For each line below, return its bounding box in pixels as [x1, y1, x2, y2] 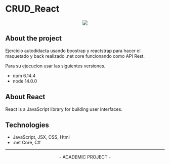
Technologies [5, 120, 50, 129]
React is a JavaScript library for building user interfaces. [5, 106, 122, 112]
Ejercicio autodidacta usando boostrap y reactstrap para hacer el [5, 48, 141, 54]
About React [5, 93, 46, 101]
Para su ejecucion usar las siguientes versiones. [5, 63, 106, 69]
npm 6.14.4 [12, 72, 36, 78]
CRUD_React [5, 3, 60, 15]
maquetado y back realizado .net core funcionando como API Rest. [5, 53, 145, 59]
